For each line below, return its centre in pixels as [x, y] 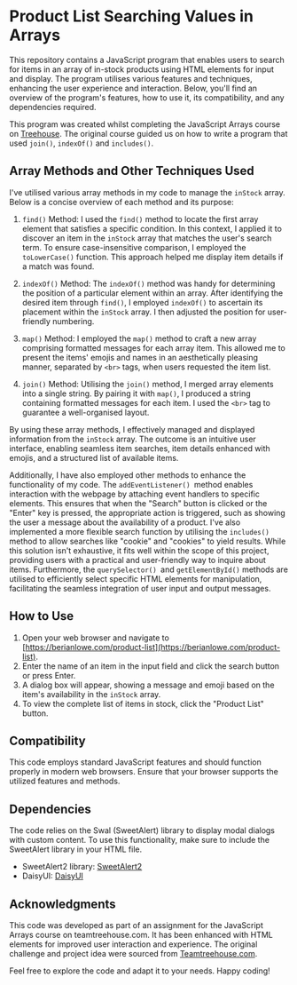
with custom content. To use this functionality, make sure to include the [140, 840]
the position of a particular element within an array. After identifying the [152, 293]
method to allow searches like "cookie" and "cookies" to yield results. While [148, 541]
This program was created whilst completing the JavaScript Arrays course [145, 124]
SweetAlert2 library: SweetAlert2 [82, 867]
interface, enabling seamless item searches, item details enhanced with [140, 448]
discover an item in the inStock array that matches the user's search [147, 238]
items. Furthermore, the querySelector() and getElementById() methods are [148, 569]
